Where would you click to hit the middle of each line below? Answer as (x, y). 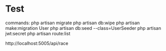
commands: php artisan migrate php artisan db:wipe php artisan (73, 23)
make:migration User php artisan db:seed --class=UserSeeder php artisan (83, 28)
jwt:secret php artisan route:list (38, 33)
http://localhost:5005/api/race (37, 43)
